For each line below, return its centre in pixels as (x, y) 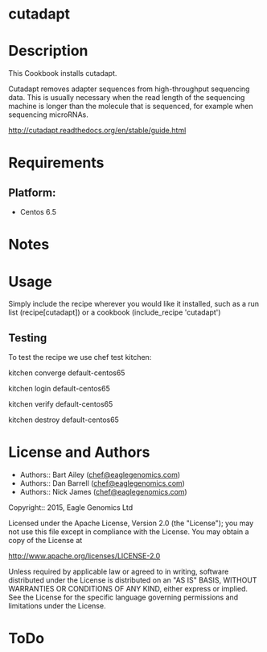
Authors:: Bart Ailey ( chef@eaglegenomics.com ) (100, 474)
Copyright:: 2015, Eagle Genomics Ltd (71, 508)
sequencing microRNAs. (48, 115)
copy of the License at (45, 540)
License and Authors (79, 452)
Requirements (56, 163)
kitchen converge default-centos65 (67, 373)
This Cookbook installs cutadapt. (63, 73)
